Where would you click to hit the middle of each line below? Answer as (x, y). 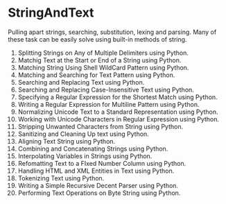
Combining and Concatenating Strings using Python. (93, 148)
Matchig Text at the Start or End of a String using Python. (99, 60)
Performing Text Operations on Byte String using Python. (99, 193)
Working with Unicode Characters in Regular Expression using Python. (119, 119)
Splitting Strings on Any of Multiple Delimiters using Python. (103, 53)
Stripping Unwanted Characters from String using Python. (100, 126)
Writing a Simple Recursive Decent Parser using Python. (98, 185)
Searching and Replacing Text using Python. (81, 82)
